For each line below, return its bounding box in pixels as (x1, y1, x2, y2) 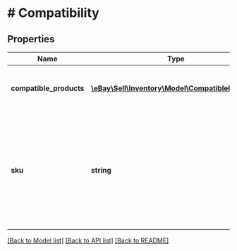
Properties (7, 33, 55, 45)
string (90, 166, 111, 175)
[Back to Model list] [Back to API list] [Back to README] (7, 236, 169, 245)
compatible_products (11, 83, 85, 93)
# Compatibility (7, 5, 100, 21)
